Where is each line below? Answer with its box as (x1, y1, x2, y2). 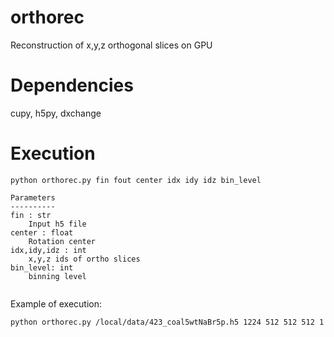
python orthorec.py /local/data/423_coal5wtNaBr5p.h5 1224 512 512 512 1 (10, 317, 325, 327)
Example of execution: (10, 297, 103, 310)
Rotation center (28, 236, 97, 246)
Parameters (10, 192, 56, 203)
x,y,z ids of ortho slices (28, 254, 141, 264)
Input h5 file (28, 219, 87, 229)
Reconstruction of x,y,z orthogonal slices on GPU (10, 39, 213, 51)
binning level (28, 271, 87, 281)
